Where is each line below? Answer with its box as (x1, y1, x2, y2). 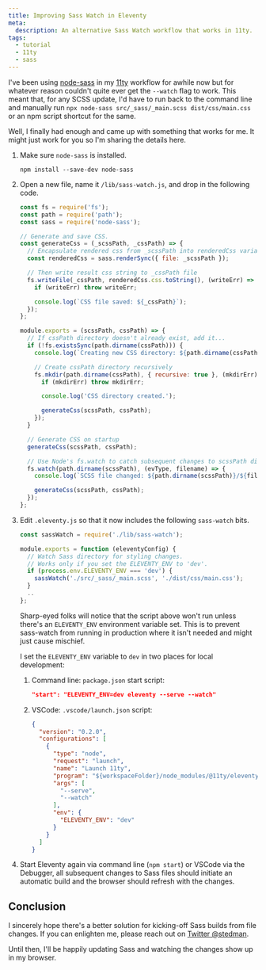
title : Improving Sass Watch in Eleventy (8, 11, 147, 20)
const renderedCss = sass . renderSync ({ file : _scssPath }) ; (27, 254, 230, 262)
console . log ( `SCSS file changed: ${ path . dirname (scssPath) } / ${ (34, 472, 248, 480)
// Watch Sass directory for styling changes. (27, 552, 184, 560)
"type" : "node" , (52, 750, 107, 758)
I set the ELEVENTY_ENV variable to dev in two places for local (19, 651, 214, 661)
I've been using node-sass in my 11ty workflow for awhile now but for (8, 77, 234, 87)
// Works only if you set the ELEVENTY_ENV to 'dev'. (27, 559, 208, 567)
